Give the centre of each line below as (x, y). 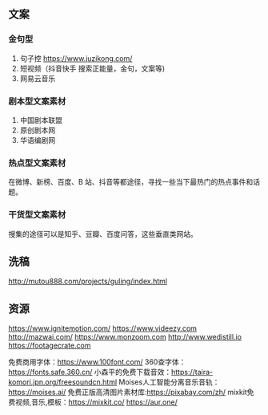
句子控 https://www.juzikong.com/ (76, 58)
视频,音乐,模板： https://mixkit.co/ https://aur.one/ (96, 402)
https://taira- (192, 372)
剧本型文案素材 (37, 101)
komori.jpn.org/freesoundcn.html (63, 382)
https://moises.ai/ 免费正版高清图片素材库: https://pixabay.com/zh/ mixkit (128, 393)
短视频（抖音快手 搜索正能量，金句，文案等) (92, 68)
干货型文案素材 (37, 215)
